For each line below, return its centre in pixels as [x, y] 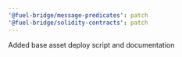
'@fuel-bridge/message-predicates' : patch [78, 15]
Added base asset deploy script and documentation [91, 45]
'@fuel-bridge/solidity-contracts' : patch [78, 23]
